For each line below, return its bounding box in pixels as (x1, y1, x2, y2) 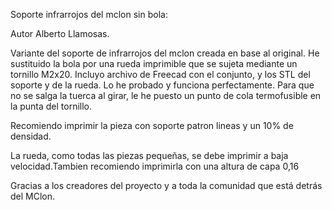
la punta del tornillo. (10, 100, 93, 112)
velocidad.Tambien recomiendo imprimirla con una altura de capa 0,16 (10, 160, 300, 172)
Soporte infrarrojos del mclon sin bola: (10, 9, 168, 20)
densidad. (10, 130, 52, 142)
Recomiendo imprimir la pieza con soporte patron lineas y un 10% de (10, 120, 294, 131)
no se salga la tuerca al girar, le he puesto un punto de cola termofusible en (10, 90, 322, 101)
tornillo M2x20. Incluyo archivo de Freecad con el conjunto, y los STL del (10, 69, 311, 80)
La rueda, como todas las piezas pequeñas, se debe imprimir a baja (10, 150, 289, 161)
